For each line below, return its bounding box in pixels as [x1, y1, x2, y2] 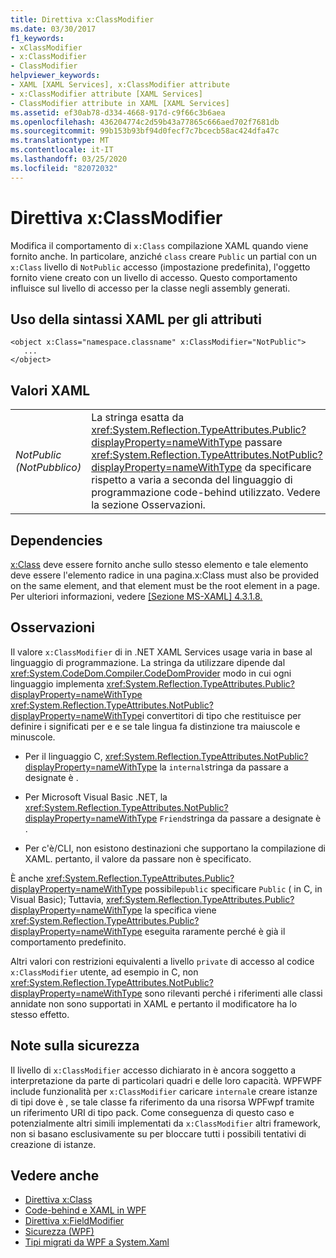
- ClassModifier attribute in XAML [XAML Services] [10, 98, 230, 108]
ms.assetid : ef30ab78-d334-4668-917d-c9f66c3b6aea [10, 107, 226, 118]
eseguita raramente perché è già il [144, 925, 286, 937]
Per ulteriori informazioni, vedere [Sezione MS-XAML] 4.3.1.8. [10, 591, 263, 602]
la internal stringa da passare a [159, 761, 289, 773]
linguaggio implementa [10, 677, 105, 690]
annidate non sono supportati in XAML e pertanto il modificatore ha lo [10, 997, 298, 1010]
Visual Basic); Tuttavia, [10, 893, 105, 905]
